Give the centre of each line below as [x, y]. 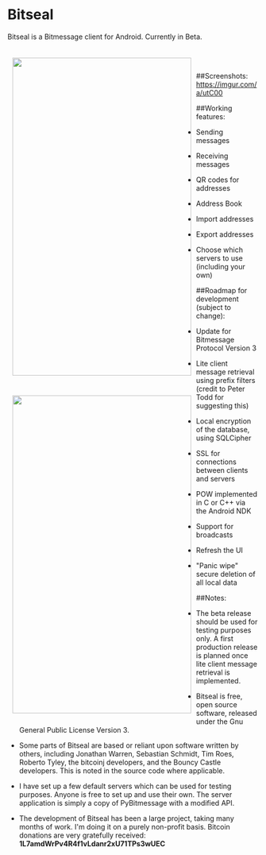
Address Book [220, 203]
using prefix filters [226, 380]
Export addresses [225, 234]
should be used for [227, 621]
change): [211, 315]
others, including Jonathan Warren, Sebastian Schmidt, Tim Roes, [127, 753]
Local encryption [224, 421]
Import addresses [225, 219]
